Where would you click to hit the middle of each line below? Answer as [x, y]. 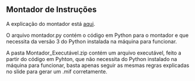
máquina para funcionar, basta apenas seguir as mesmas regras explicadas [98, 65]
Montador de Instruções [52, 10]
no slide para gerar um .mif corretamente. [57, 71]
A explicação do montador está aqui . [51, 23]
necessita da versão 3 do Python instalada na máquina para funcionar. [92, 41]
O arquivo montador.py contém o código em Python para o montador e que [97, 35]
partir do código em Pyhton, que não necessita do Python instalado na [92, 59]
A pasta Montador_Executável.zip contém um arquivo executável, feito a [94, 53]
